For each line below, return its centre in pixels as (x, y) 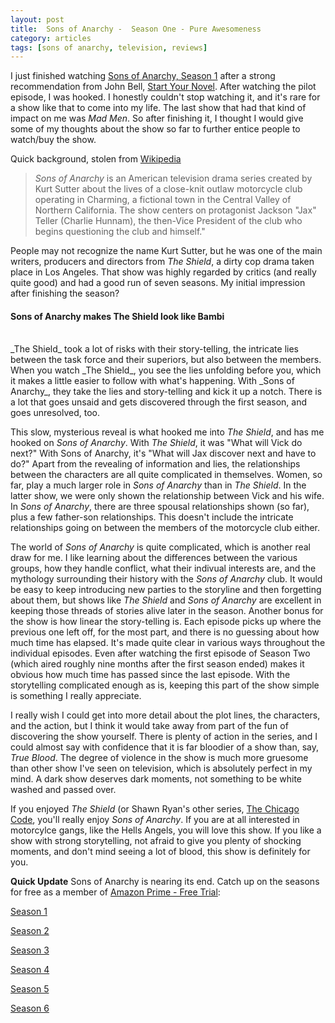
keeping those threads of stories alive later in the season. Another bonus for (167, 611)
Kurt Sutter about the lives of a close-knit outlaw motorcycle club (168, 189)
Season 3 (30, 950)
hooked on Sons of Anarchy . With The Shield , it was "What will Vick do (156, 443)
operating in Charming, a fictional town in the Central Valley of (163, 200)
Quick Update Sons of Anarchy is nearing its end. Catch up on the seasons (165, 882)
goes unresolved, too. (55, 413)
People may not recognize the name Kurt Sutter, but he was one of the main (166, 251)
